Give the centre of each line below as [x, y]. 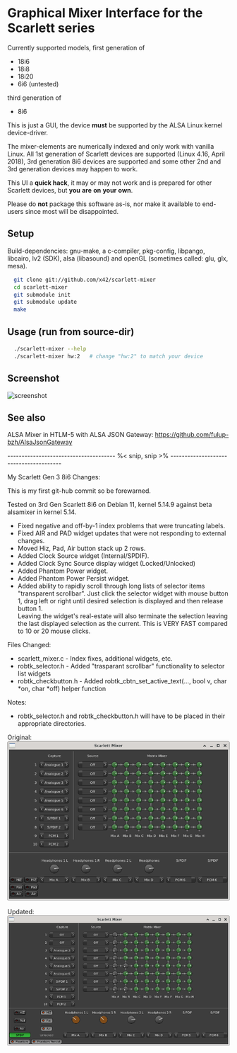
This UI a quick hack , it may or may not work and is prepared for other [110, 183]
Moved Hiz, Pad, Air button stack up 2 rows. [81, 548]
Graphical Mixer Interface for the [105, 13]
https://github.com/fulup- [192, 435]
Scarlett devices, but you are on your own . [70, 190]
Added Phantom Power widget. [63, 571]
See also [26, 417]
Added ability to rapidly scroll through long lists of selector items [111, 586]
